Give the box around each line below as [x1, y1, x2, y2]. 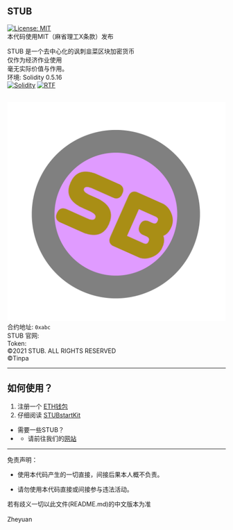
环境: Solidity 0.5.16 [7, 73, 62, 81]
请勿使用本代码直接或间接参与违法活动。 [17, 485, 133, 493]
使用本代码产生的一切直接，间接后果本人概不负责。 [17, 470, 164, 479]
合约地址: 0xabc [7, 322, 51, 331]
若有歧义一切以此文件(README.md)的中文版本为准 [7, 499, 151, 508]
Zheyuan [7, 515, 33, 523]
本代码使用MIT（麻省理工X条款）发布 [7, 32, 114, 40]
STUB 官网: [7, 331, 40, 340]
